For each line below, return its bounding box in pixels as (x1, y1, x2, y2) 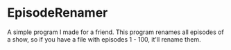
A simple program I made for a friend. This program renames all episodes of (7, 28, 224, 36)
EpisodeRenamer (7, 5, 108, 21)
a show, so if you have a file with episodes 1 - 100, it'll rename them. (7, 35, 201, 43)
